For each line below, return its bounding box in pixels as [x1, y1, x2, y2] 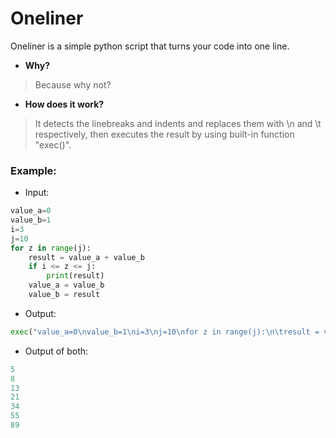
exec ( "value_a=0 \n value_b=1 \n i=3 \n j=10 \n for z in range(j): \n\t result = [10, 327, 320, 337]
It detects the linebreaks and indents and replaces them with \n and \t [34, 117, 322, 129]
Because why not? [34, 78, 112, 91]
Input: [24, 187, 50, 199]
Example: [10, 163, 57, 177]
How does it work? [24, 98, 105, 110]
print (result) [46, 271, 105, 281]
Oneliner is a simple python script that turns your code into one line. [10, 40, 290, 52]
